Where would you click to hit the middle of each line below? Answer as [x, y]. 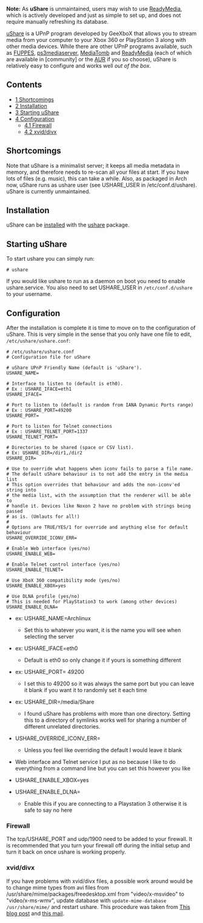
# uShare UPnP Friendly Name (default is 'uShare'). [74, 368]
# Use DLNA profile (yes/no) [43, 597]
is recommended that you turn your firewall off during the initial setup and [98, 846]
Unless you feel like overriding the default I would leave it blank [103, 750]
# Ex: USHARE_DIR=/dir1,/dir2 [45, 453]
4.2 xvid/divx [40, 132]
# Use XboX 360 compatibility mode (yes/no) [63, 581]
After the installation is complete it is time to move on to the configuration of [101, 328]
